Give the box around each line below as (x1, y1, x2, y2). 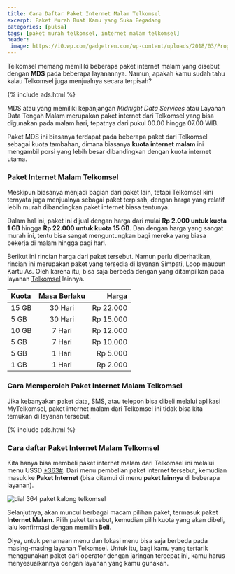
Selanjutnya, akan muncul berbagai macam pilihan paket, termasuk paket (7, 508, 218, 517)
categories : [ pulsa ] (7, 23, 68, 30)
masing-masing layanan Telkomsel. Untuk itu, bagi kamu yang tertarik (7, 544, 208, 552)
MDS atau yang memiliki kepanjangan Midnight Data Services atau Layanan (7, 104, 225, 112)
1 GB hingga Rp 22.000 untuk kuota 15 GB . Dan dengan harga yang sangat (7, 224, 224, 232)
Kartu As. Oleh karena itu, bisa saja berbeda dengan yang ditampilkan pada (7, 267, 225, 276)
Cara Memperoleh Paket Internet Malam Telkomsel (7, 381, 183, 391)
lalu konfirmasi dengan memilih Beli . (7, 523, 112, 531)
